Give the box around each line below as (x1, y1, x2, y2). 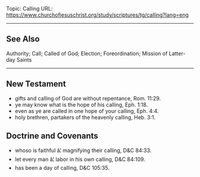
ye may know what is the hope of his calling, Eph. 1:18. (14, 101, 148, 108)
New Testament (6, 79, 67, 89)
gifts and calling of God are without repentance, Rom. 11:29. (14, 94, 161, 102)
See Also (6, 34, 40, 44)
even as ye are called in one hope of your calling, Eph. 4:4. (14, 107, 159, 115)
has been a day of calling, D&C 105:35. (14, 165, 110, 172)
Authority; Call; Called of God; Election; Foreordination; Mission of (6, 50, 168, 57)
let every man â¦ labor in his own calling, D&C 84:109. (14, 156, 146, 163)
